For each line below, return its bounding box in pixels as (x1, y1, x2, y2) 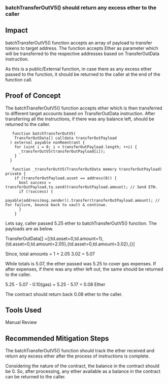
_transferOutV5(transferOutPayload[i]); (18, 149, 106, 154)
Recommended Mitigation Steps (5, 334, 109, 343)
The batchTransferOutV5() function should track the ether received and (5, 348, 155, 354)
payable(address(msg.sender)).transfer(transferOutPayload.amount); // (5, 198, 160, 203)
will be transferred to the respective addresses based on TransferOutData (5, 50, 160, 57)
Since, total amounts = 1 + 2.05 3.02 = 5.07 (5, 251, 95, 257)
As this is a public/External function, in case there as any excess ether (5, 66, 152, 72)
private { (5, 171, 26, 176)
